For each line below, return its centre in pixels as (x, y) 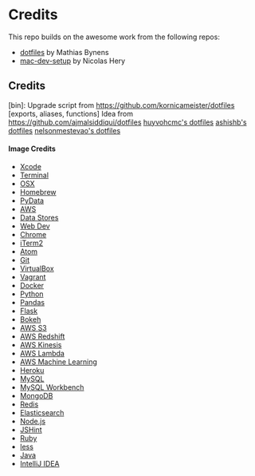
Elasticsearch (42, 412)
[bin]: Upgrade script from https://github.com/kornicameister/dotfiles (122, 105)
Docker (32, 285)
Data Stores (39, 217)
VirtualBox (37, 268)
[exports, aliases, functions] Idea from (71, 113)
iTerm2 (31, 243)
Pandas (32, 302)
